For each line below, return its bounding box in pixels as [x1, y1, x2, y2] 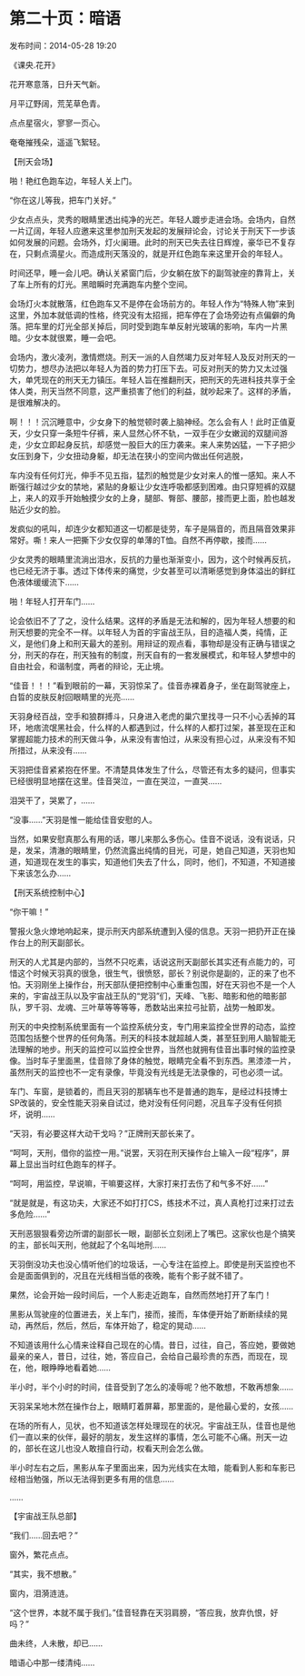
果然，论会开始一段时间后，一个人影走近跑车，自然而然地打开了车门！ [9, 1289, 272, 1300]
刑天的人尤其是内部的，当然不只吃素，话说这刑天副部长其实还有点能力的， [9, 956, 288, 967]
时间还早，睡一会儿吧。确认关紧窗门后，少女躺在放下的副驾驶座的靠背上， [9, 267, 288, 278]
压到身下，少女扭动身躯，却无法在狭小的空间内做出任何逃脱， [16, 450, 248, 461]
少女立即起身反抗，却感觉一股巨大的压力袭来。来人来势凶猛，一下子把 [25, 438, 288, 450]
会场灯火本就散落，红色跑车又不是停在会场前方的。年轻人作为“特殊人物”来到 [9, 297, 295, 309]
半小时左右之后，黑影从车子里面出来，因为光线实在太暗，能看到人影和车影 [9, 1461, 288, 1473]
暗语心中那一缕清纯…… [9, 1657, 95, 1668]
